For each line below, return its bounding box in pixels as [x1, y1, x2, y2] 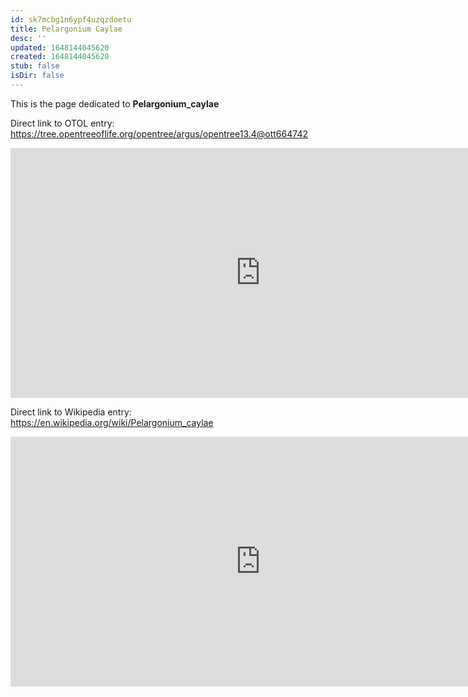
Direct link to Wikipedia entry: [10, 406, 132, 418]
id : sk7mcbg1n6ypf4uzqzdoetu [10, 14, 132, 25]
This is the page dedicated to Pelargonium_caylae [10, 97, 220, 110]
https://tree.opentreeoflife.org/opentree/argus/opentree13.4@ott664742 [10, 127, 308, 140]
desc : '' [10, 33, 47, 43]
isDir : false [10, 71, 65, 81]
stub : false [10, 61, 60, 71]
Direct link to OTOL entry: [10, 117, 115, 129]
